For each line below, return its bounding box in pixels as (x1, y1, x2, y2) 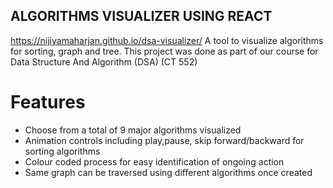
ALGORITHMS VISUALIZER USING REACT (10, 8, 273, 25)
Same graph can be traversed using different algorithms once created (24, 166, 313, 178)
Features (10, 91, 86, 113)
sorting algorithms (24, 145, 101, 157)
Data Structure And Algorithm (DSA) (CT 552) (10, 55, 198, 68)
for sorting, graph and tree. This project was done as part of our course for (10, 45, 319, 57)
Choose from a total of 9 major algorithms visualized (24, 124, 242, 136)
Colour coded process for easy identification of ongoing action (24, 155, 285, 168)
